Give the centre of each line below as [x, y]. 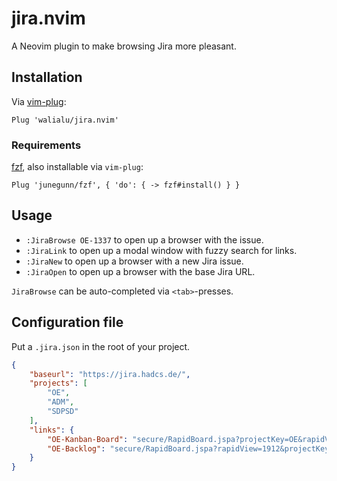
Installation [47, 77]
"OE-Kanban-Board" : [88, 439]
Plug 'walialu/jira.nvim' [65, 120]
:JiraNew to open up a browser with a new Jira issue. [134, 261]
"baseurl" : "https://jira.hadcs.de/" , [110, 374]
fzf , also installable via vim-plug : [77, 167]
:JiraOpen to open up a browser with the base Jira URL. [140, 271]
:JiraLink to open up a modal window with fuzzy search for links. [161, 250]
